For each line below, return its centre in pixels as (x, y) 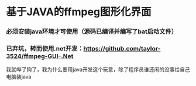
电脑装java (19, 77)
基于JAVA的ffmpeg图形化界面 (79, 12)
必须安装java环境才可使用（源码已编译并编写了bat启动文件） (92, 31)
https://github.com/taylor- (122, 49)
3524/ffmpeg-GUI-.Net (40, 56)
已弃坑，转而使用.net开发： (45, 49)
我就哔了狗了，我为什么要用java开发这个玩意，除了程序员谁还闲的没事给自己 (98, 70)
